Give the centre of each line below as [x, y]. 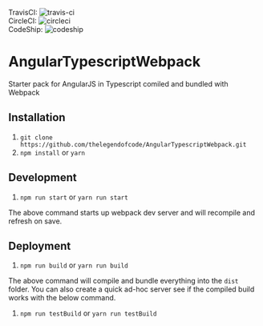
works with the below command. [62, 298]
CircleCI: [23, 21]
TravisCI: [23, 12]
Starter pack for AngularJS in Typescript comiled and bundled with [118, 83]
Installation [37, 117]
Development [43, 177]
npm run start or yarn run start [74, 197]
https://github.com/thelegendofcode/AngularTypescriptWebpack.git [133, 144]
